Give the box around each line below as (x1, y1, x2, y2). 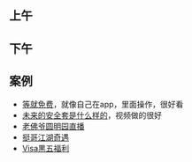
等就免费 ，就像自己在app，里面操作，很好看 (21, 99, 184, 109)
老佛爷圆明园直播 (21, 121, 85, 131)
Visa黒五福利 (21, 143, 70, 153)
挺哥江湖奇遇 (21, 131, 69, 143)
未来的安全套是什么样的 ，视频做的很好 (21, 109, 162, 121)
